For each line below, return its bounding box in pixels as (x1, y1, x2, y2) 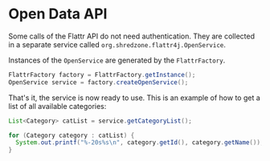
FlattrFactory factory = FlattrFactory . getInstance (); (8, 70, 196, 78)
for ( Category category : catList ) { (8, 131, 135, 139)
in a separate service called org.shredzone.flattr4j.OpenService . (8, 39, 227, 49)
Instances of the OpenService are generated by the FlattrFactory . (8, 55, 226, 65)
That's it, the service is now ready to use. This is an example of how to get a (8, 93, 261, 103)
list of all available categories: (8, 101, 107, 111)
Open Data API (8, 5, 108, 23)
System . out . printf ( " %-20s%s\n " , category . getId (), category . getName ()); (15, 139, 264, 147)
